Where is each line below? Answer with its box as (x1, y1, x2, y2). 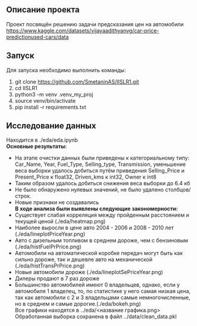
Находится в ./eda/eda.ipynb (6, 137, 79, 144)
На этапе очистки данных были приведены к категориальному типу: (14, 155, 189, 162)
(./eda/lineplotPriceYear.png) (14, 230, 86, 238)
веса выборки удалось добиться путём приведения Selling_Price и (14, 167, 185, 174)
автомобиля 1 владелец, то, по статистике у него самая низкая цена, (14, 288, 191, 295)
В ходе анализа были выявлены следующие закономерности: (14, 205, 179, 213)
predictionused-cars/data (6, 33, 69, 41)
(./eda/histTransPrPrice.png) (14, 262, 85, 269)
